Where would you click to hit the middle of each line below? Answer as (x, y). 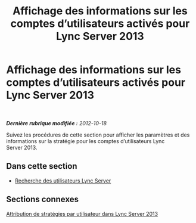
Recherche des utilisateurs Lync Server (63, 181)
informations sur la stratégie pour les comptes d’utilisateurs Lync (85, 141)
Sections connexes (43, 199)
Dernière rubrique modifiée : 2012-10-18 (57, 123)
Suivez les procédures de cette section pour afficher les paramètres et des (98, 135)
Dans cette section (42, 166)
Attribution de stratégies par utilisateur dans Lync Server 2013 (82, 213)
